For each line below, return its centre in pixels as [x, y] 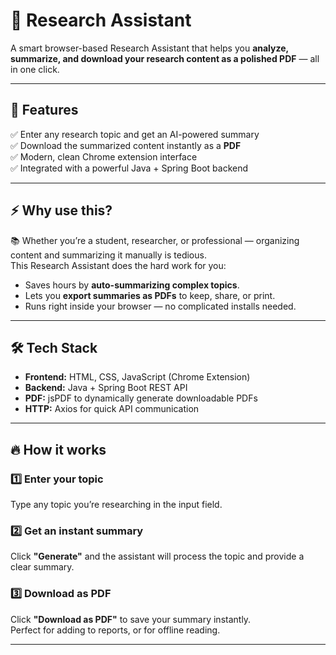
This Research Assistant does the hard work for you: [118, 265]
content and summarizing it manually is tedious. [108, 255]
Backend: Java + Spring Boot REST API [106, 388]
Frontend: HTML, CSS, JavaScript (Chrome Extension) [137, 377]
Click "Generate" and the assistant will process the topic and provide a [157, 556]
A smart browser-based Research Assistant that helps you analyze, [149, 48]
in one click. [35, 69]
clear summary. [42, 567]
